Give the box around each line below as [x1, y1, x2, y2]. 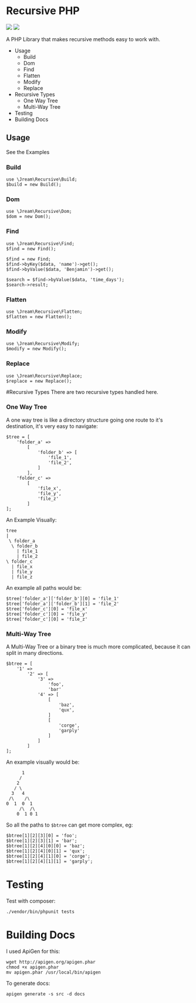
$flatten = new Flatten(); [6, 313, 72, 320]
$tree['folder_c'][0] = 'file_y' [6, 611, 88, 617]
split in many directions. [6, 650, 64, 657]
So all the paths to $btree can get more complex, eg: [6, 821, 133, 828]
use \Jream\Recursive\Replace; [6, 373, 83, 379]
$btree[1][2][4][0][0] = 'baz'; [6, 843, 85, 849]
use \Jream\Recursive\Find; [6, 240, 75, 246]
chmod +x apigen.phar [6, 964, 59, 970]
